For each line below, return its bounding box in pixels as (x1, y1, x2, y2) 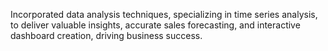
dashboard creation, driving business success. (10, 30, 203, 41)
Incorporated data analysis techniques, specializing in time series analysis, (10, 9, 318, 20)
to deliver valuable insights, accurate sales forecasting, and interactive (10, 19, 301, 31)
